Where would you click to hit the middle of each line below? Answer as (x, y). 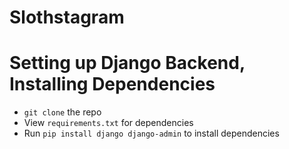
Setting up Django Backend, (127, 63)
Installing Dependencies (112, 84)
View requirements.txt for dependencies (108, 123)
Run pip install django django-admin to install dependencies (151, 133)
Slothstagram (67, 17)
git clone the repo (62, 112)
